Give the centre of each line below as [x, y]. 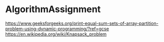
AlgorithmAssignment [53, 9]
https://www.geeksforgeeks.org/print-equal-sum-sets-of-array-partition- [82, 23]
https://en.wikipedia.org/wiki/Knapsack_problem [56, 34]
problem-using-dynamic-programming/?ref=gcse [57, 28]
